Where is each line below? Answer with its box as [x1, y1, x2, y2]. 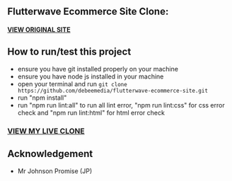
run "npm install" [17, 93, 67, 102]
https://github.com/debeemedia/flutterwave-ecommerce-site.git [17, 87, 209, 94]
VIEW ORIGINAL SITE [7, 25, 71, 34]
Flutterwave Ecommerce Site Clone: [7, 6, 169, 18]
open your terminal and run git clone [17, 79, 127, 88]
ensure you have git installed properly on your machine [17, 64, 179, 73]
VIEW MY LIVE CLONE [7, 126, 85, 136]
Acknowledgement [7, 148, 93, 160]
